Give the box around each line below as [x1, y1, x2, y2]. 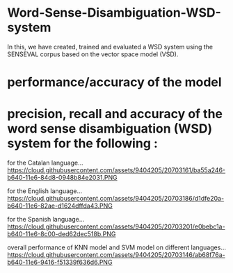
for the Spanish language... [7, 215, 85, 224]
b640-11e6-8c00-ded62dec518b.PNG [7, 230, 116, 238]
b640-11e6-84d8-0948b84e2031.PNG [7, 174, 118, 182]
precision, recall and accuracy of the [7, 106, 223, 122]
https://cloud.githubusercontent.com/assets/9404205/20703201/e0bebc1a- [7, 222, 225, 231]
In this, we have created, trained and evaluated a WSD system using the [7, 42, 214, 51]
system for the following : [7, 135, 159, 151]
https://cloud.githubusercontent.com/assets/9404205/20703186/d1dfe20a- [7, 195, 225, 203]
